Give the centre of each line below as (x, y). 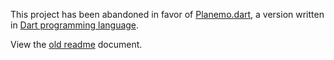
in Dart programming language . (75, 25)
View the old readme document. (76, 44)
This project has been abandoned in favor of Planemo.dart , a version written (167, 14)
